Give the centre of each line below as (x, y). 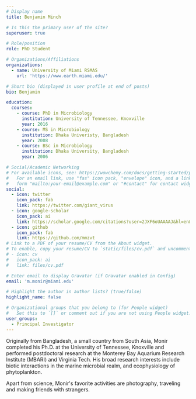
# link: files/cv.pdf (35, 265)
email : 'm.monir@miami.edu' (40, 281)
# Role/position (26, 44)
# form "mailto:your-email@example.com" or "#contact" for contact (92, 184)
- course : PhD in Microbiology (55, 113)
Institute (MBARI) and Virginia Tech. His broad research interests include (93, 359)
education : (19, 102)
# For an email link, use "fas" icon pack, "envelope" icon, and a (92, 178)
